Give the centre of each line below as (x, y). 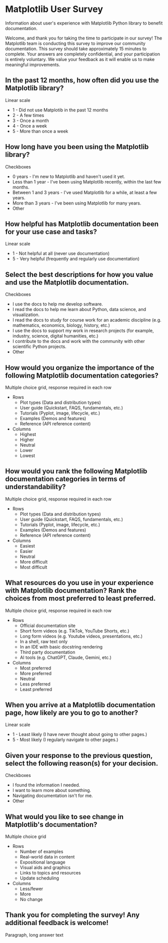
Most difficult (33, 567)
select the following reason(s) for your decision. (82, 763)
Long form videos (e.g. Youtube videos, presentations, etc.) (81, 636)
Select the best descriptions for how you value (79, 274)
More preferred (35, 673)
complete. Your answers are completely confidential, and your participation (82, 54)
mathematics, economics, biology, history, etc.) (61, 325)
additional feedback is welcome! (57, 923)
